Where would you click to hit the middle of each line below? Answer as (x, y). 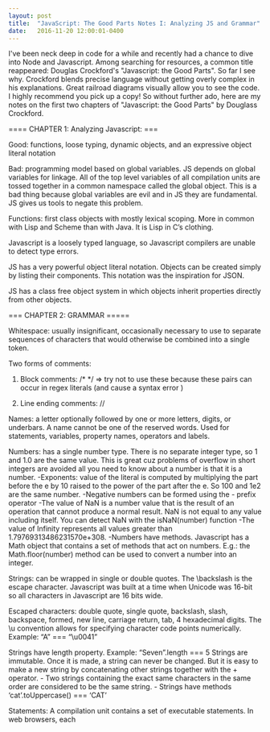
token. (19, 348)
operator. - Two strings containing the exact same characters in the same (130, 678)
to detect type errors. (43, 251)
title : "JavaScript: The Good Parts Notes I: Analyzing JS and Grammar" (135, 23)
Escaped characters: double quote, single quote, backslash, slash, (118, 611)
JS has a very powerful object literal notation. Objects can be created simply (135, 267)
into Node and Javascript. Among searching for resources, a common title (131, 62)
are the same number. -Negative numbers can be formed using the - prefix (132, 494)
